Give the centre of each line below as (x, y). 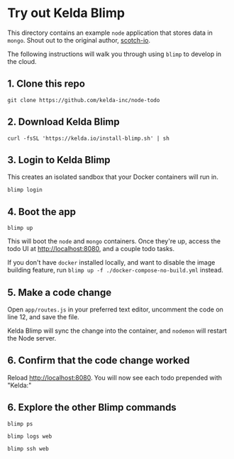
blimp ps (20, 424)
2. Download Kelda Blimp (63, 122)
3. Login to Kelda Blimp (59, 160)
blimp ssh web (28, 448)
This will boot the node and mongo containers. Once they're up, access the (114, 241)
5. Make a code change (60, 292)
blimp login (25, 190)
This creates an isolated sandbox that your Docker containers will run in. (113, 177)
